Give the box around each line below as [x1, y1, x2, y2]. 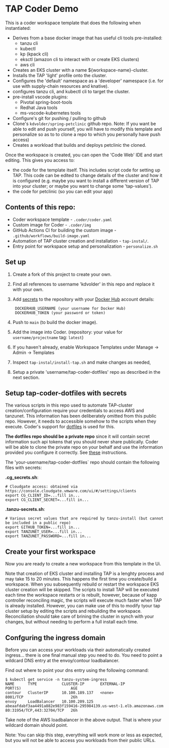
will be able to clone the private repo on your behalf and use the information [5, 444, 163, 450]
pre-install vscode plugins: [12, 94, 68, 100]
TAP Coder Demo [5, 3, 79, 15]
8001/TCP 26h [5, 695, 78, 700]
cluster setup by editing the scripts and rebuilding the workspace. [5, 608, 142, 614]
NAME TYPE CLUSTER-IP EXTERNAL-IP [5, 681, 125, 686]
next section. [12, 374, 40, 380]
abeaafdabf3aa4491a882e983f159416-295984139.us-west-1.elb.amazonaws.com [5, 704, 164, 709]
